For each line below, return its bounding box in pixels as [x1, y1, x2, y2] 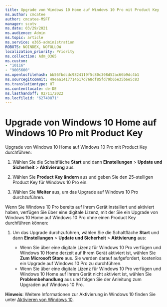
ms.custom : [5, 58, 28, 63]
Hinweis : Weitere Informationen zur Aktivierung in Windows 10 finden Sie [5, 292, 156, 298]
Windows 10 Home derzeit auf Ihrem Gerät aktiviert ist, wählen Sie [19, 250, 156, 256]
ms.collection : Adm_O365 [5, 53, 57, 59]
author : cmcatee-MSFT [5, 16, 50, 21]
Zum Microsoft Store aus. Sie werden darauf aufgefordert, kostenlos [19, 255, 162, 261]
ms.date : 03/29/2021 [5, 26, 48, 31]
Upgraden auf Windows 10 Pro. [19, 282, 84, 288]
